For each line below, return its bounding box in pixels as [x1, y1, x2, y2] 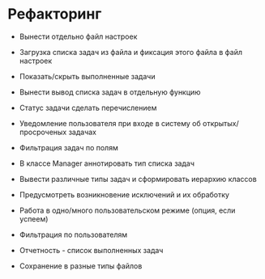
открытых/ [203, 118, 240, 128]
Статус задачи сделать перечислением [19, 103, 157, 112]
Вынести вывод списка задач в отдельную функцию [19, 87, 201, 97]
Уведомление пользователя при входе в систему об [19, 118, 202, 128]
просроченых [19, 127, 67, 137]
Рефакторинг [7, 5, 102, 23]
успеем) [19, 213, 49, 223]
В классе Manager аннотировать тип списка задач [19, 159, 195, 168]
